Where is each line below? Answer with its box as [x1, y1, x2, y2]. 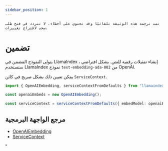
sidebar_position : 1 [5, 7, 48, 12]
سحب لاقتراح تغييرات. [5, 25, 48, 30]
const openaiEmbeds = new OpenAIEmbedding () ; [5, 92, 101, 97]
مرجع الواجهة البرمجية [5, 115, 66, 123]
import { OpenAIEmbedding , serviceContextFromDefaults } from [5, 83, 137, 88]
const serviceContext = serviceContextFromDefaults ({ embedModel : [5, 101, 146, 106]
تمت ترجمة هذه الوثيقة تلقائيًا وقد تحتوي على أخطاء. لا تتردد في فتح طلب [5, 21, 160, 26]
